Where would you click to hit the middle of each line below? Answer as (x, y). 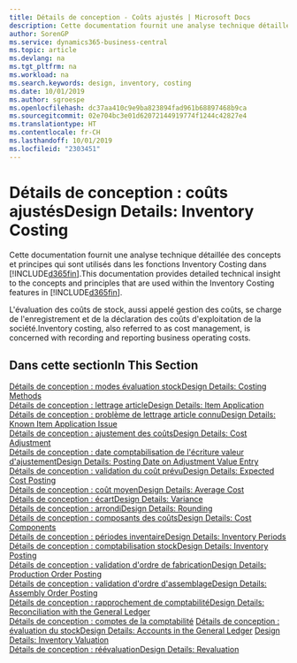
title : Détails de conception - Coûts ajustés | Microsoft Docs (130, 17)
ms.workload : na (39, 75)
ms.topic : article (43, 50)
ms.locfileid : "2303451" (55, 149)
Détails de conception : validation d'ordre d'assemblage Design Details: (138, 583)
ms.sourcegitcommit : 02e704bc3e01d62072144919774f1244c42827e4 (128, 116)
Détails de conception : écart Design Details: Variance (106, 499)
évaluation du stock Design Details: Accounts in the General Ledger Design (145, 631)
